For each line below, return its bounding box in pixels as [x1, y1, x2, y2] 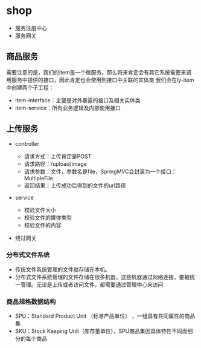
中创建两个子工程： [6, 84, 54, 91]
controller [14, 140, 39, 147]
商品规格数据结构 [6, 297, 56, 306]
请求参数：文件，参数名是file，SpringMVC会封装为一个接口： [24, 168, 177, 175]
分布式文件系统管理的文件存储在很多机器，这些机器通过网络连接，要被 [14, 273, 190, 280]
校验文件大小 [24, 206, 56, 214]
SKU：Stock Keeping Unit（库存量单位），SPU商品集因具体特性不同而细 [14, 327, 193, 335]
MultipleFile [24, 174, 53, 182]
